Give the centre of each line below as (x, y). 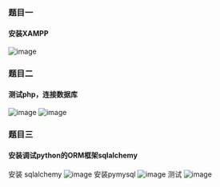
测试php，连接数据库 (43, 94)
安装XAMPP (28, 33)
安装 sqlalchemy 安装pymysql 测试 (95, 174)
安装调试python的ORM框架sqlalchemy (73, 155)
